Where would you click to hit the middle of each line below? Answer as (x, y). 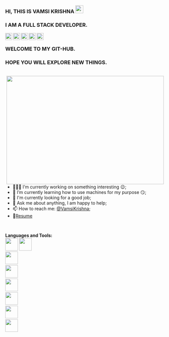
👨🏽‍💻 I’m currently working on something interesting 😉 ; (69, 187)
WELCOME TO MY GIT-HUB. (40, 49)
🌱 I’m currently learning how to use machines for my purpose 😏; (79, 192)
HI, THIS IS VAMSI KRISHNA (40, 11)
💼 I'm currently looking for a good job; (52, 198)
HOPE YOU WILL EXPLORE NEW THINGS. (56, 62)
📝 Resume (22, 216)
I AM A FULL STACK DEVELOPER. (47, 25)
